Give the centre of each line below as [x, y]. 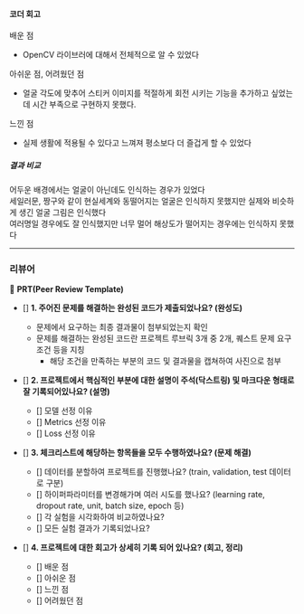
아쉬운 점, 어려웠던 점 [47, 74]
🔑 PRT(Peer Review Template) [66, 289]
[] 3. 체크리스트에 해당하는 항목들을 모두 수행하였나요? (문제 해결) [137, 453]
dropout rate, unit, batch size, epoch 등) [110, 505]
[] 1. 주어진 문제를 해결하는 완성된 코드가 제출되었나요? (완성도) [132, 308]
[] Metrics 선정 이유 [71, 422]
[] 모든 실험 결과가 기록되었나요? [93, 528]
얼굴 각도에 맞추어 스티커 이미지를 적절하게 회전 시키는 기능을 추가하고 [146, 93]
